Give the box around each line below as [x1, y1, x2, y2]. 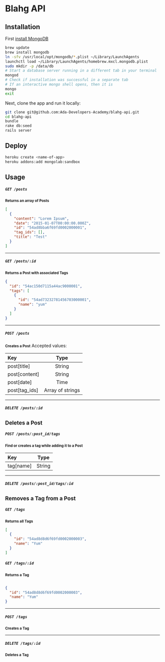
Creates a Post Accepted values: [5, 343, 67, 349]
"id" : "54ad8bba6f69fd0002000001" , [14, 225, 87, 230]
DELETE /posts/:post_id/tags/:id [5, 481, 74, 486]
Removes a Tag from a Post [5, 495, 76, 502]
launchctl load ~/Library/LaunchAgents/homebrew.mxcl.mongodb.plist [5, 59, 148, 64]
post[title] [7, 362, 30, 369]
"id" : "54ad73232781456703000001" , [18, 297, 91, 303]
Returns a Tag [5, 572, 29, 578]
